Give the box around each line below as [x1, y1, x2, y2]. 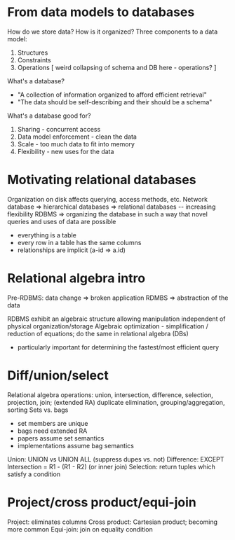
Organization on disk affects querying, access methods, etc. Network [7, 195, 208, 203]
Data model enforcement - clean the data [17, 132, 137, 141]
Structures [17, 48, 48, 57]
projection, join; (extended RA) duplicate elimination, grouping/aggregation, [7, 398, 225, 406]
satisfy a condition [7, 470, 61, 478]
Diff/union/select [7, 368, 109, 383]
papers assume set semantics [17, 434, 105, 442]
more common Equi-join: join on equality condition [7, 525, 153, 533]
